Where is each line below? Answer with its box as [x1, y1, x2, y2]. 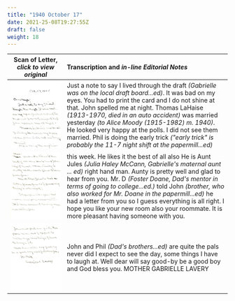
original [24, 70, 48, 78]
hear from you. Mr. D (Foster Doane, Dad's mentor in [66, 175, 218, 183]
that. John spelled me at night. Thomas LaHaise [66, 103, 204, 112]
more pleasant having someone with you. [66, 212, 185, 220]
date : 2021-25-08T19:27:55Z [7, 18, 90, 26]
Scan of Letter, [13, 55, 58, 64]
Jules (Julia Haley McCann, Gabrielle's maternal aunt [66, 160, 222, 168]
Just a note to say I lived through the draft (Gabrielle [66, 81, 217, 90]
